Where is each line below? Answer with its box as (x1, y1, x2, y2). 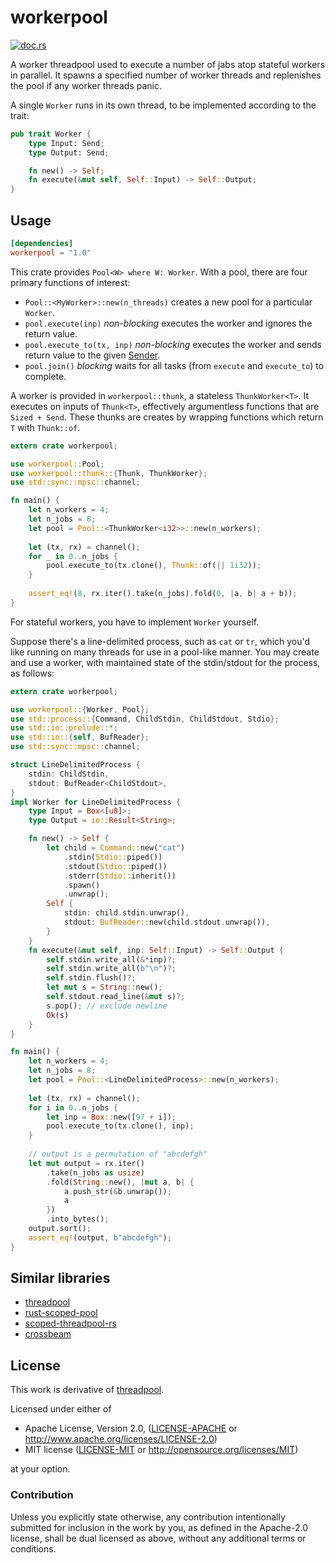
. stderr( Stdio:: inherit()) (63, 871, 177, 881)
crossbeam (24, 1328, 72, 1340)
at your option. (10, 1463, 71, 1475)
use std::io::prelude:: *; (10, 723, 118, 733)
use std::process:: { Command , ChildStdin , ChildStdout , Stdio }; (10, 714, 280, 724)
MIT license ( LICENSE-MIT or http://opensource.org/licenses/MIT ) (24, 1444, 299, 1456)
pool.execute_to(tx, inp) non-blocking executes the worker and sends (24, 338, 322, 350)
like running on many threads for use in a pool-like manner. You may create (10, 646, 320, 658)
